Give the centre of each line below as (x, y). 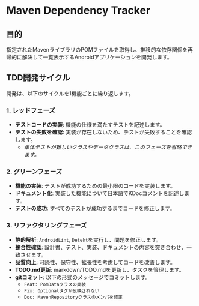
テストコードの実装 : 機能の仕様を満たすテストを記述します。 (90, 125)
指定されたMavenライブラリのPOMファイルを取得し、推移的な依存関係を (97, 49)
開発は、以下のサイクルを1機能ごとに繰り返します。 (70, 93)
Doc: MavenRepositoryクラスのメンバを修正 (73, 297)
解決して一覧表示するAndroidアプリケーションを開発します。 (97, 57)
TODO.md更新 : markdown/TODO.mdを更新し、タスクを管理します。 (99, 269)
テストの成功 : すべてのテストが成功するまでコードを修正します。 (95, 208)
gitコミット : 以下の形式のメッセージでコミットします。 (83, 277)
